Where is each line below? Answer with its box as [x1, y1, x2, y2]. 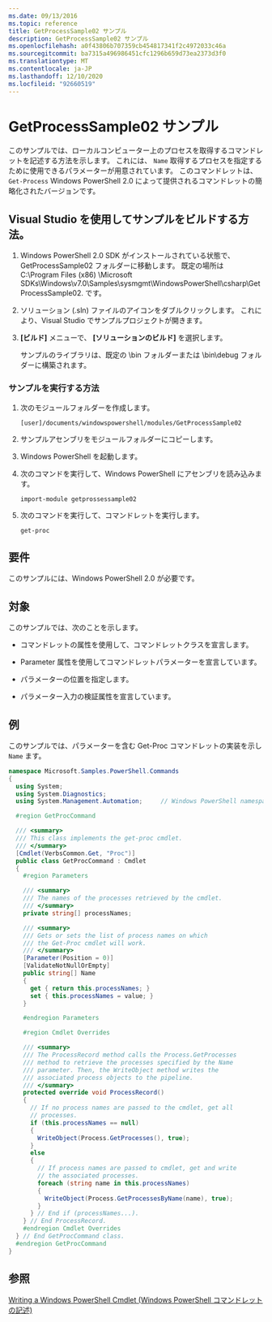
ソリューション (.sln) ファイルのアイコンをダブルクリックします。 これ [19, 305, 255, 315]
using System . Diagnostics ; [15, 789, 107, 798]
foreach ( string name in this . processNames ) [37, 1179, 190, 1187]
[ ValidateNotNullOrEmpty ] [23, 961, 111, 970]
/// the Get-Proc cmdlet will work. [23, 939, 147, 947]
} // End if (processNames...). [29, 1209, 139, 1218]
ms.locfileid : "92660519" [8, 80, 96, 88]
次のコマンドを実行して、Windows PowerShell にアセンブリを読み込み [19, 469, 255, 478]
